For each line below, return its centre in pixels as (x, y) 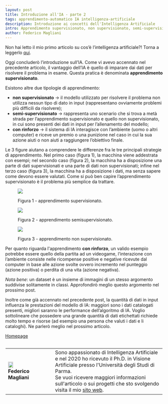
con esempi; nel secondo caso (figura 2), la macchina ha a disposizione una (83, 160)
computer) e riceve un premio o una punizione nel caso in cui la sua (82, 135)
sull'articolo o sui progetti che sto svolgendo (107, 384)
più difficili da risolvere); (37, 108)
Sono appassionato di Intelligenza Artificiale (106, 352)
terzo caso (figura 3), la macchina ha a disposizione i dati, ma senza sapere (83, 171)
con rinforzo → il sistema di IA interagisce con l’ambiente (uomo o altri (85, 129)
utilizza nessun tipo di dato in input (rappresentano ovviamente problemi (87, 103)
